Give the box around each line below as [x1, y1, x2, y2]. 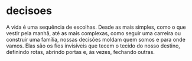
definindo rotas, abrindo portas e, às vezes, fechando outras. [6, 48, 155, 55]
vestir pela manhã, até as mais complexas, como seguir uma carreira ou [6, 29, 181, 36]
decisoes [6, 4, 52, 18]
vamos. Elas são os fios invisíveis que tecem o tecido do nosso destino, [6, 42, 180, 49]
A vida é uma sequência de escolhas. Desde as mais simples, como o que [6, 23, 186, 30]
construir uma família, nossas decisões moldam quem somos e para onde [6, 36, 186, 43]
